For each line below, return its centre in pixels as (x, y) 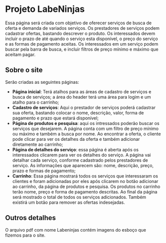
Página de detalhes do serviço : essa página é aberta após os (75, 149)
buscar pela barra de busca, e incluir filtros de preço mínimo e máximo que (82, 49)
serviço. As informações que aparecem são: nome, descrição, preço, (83, 165)
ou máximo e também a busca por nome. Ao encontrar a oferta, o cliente (86, 134)
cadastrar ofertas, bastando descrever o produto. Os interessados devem (80, 33)
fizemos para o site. (25, 235)
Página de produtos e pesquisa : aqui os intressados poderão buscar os (86, 123)
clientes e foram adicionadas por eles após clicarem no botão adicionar (85, 181)
